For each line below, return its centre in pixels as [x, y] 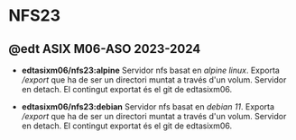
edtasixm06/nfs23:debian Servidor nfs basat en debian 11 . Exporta [148, 107]
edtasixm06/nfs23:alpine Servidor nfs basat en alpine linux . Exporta [151, 70]
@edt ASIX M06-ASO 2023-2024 [105, 49]
